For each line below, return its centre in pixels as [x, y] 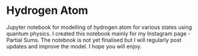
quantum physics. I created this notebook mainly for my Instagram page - [98, 33]
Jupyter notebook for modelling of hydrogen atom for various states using [99, 27]
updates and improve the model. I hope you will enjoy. [74, 46]
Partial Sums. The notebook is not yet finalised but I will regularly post [94, 40]
